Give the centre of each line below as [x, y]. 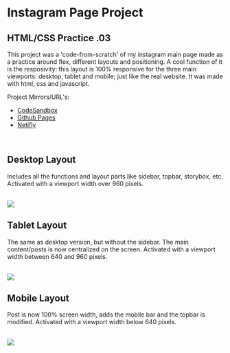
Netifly [26, 125]
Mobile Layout [38, 298]
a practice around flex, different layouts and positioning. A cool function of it [115, 62]
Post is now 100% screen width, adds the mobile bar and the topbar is [106, 315]
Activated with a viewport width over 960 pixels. [76, 183]
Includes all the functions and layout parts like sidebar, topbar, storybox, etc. [115, 176]
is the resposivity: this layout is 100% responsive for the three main [102, 69]
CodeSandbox [37, 110]
